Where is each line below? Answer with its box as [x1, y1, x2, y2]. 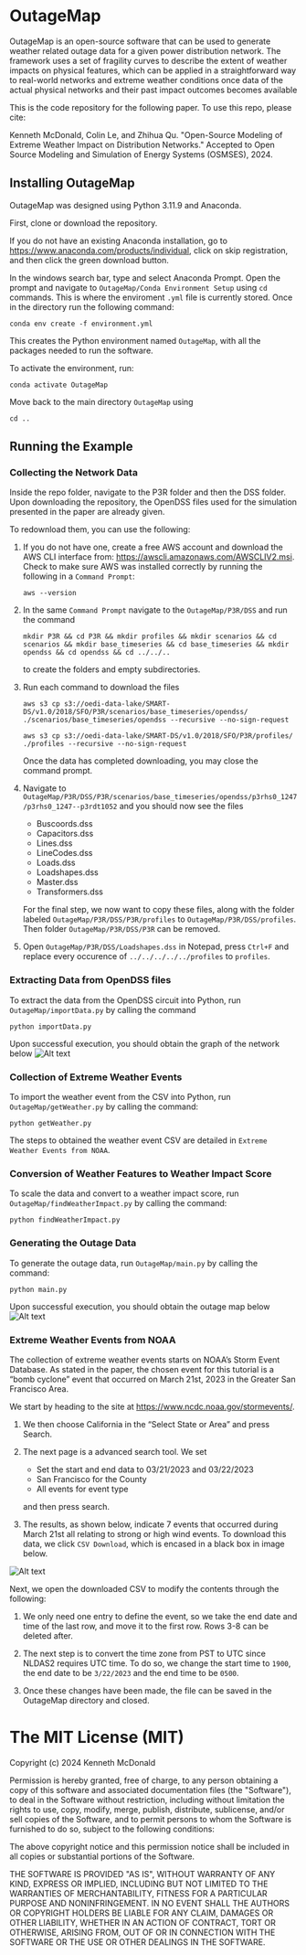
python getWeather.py [9, 1119, 92, 1128]
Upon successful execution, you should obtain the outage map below [9, 1300, 270, 1312]
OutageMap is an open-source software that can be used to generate [9, 36, 271, 47]
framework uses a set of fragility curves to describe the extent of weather [9, 55, 288, 66]
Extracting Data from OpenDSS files [9, 974, 172, 987]
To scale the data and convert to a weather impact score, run [9, 1188, 239, 1199]
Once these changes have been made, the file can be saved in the [22, 1684, 272, 1696]
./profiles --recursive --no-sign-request [22, 740, 187, 749]
